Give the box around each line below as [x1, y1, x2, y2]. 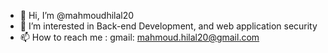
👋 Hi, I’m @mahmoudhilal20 [19, 10, 135, 21]
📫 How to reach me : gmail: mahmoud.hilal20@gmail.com [19, 31, 260, 43]
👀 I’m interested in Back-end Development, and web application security [19, 20, 318, 32]
